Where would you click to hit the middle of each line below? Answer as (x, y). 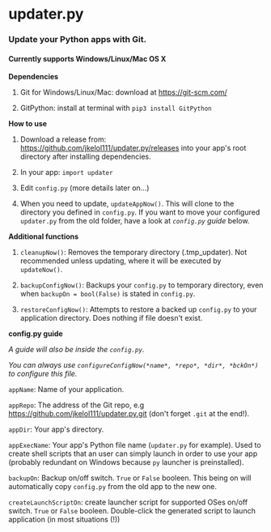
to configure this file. (43, 374)
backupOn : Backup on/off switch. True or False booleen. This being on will (130, 478)
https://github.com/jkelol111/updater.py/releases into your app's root (133, 148)
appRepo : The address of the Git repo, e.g (76, 405)
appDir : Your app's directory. (56, 429)
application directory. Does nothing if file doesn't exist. (111, 318)
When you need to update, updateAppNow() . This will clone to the (127, 204)
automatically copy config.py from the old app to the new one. (112, 487)
